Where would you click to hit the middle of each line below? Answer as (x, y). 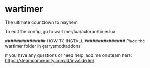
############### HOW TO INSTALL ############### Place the (75, 41)
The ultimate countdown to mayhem (42, 22)
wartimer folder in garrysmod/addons (43, 46)
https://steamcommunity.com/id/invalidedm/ (50, 60)
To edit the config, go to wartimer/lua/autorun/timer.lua (60, 31)
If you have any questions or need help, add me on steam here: (69, 55)
